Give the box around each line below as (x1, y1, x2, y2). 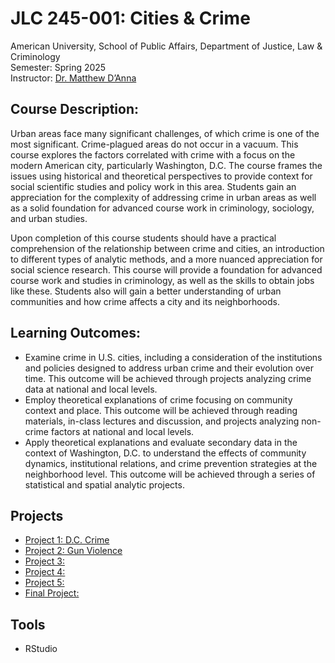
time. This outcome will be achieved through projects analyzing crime (24, 372, 312, 384)
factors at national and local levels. (50, 425, 195, 437)
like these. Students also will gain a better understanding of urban (10, 285, 282, 297)
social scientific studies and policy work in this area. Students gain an (10, 180, 297, 192)
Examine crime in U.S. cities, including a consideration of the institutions (24, 351, 323, 363)
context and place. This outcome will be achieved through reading (24, 404, 298, 416)
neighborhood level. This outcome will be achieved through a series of (24, 468, 316, 480)
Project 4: (24, 566, 66, 578)
